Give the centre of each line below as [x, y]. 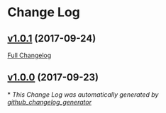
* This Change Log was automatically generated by [83, 94]
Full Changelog [29, 55]
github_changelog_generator [50, 102]
